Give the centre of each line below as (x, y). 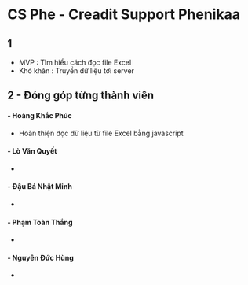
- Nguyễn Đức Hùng (40, 257)
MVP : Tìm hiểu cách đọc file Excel (75, 62)
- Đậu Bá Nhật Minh (40, 187)
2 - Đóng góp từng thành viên (81, 96)
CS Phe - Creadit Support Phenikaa (124, 15)
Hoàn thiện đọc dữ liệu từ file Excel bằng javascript (101, 133)
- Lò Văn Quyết (32, 151)
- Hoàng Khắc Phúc (40, 115)
